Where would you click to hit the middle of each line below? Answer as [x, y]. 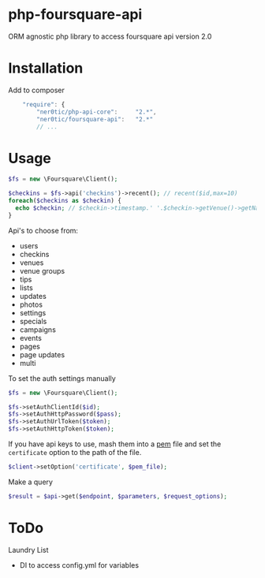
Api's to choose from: [43, 230]
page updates [42, 354]
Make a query [31, 482]
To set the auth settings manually [62, 378]
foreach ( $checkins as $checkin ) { [65, 201]
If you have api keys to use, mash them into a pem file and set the [115, 444]
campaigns [38, 330]
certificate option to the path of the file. [75, 453]
